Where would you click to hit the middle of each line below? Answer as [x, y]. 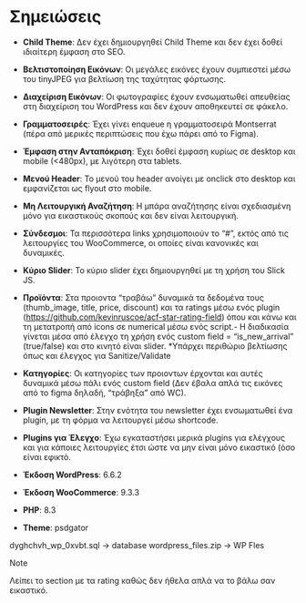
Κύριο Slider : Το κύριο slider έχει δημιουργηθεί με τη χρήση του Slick [153, 270]
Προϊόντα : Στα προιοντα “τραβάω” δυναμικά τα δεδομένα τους [143, 297]
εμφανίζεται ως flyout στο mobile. [87, 188]
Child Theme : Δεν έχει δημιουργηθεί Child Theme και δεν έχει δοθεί [153, 42]
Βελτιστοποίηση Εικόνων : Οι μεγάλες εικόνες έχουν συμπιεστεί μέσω [157, 69]
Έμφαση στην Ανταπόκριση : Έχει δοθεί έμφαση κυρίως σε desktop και [159, 151]
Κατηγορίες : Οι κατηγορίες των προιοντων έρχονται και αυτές [143, 373]
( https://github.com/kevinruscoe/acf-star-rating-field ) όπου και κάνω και [159, 317]
